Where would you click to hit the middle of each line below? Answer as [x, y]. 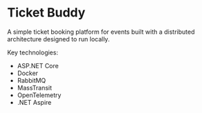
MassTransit [35, 88]
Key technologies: [33, 52]
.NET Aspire [34, 102]
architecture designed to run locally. [58, 39]
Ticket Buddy [46, 13]
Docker [28, 73]
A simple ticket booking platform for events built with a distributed [101, 32]
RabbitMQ [31, 80]
